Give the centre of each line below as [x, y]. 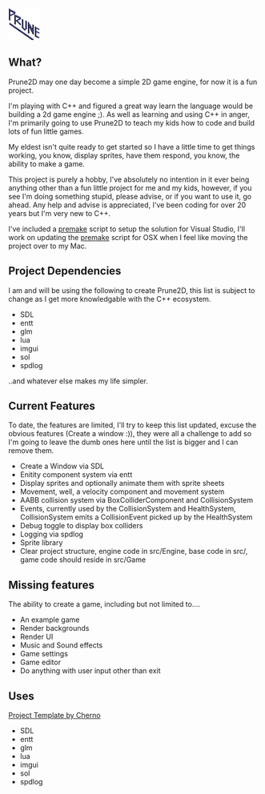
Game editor [40, 662]
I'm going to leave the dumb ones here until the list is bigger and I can [123, 442]
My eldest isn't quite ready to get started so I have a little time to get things [132, 146]
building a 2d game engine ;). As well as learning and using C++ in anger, [129, 114]
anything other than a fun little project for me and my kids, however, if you [130, 187]
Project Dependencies [65, 271]
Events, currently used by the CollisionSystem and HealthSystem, [128, 509]
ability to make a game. [47, 163]
